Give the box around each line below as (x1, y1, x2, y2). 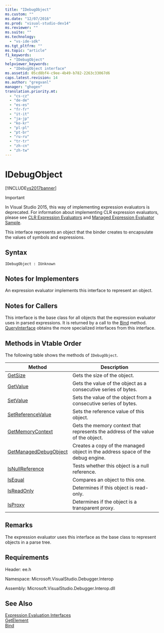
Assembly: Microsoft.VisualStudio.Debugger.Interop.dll (5, 585, 116, 591)
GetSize (7, 372, 26, 379)
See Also (5, 599, 33, 608)
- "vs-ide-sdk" (9, 39, 41, 44)
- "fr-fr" (9, 107, 29, 112)
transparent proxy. (72, 504, 115, 511)
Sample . (5, 219, 22, 225)
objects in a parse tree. (5, 539, 51, 545)
